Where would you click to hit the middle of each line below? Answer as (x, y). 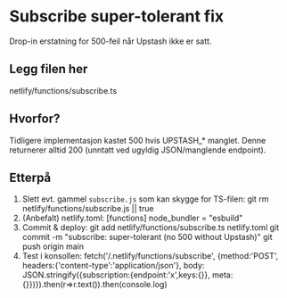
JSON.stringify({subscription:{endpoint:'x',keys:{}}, (116, 275)
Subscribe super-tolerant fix (117, 17)
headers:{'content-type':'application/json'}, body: (113, 266)
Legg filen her (49, 69)
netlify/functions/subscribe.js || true (88, 209)
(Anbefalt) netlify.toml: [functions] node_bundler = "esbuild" (132, 218)
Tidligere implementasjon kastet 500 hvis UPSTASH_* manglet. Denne (138, 140)
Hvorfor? (35, 119)
